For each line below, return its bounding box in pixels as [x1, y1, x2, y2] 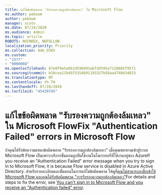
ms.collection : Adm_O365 [5, 48, 55, 53]
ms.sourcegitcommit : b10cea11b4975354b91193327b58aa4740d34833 [5, 71, 136, 76]
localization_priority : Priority [5, 43, 73, 48]
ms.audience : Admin [5, 30, 45, 35]
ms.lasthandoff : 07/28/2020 [5, 84, 62, 89]
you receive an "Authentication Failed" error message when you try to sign [5, 158, 155, 164]
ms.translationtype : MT [5, 75, 54, 80]
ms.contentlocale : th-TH [5, 79, 55, 84]
